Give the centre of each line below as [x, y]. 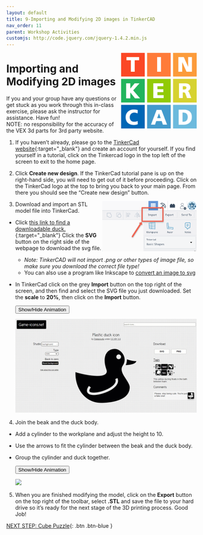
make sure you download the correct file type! [82, 267]
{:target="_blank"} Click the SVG [56, 235]
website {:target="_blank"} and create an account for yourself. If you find [105, 149]
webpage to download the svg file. [58, 248]
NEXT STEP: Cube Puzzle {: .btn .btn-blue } [60, 525]
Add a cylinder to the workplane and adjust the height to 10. [89, 434]
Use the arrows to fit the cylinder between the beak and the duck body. [104, 446]
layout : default [27, 13]
